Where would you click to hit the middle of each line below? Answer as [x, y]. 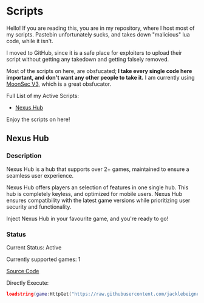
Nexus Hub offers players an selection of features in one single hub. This [97, 187]
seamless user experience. [40, 175]
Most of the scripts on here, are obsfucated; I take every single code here [99, 71]
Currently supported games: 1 [43, 259]
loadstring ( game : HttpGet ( [39, 294]
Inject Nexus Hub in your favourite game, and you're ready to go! [87, 218]
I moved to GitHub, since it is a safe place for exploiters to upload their [94, 52]
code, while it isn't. [30, 41]
